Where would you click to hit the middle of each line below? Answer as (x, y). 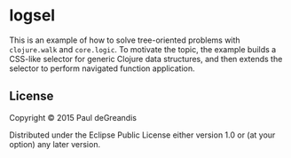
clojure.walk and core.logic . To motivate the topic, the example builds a (143, 49)
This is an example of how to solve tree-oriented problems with (125, 40)
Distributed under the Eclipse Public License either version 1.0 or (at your (142, 135)
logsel (32, 16)
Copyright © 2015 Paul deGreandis (73, 117)
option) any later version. (55, 144)
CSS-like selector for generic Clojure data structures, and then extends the (146, 59)
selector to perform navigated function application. (102, 68)
